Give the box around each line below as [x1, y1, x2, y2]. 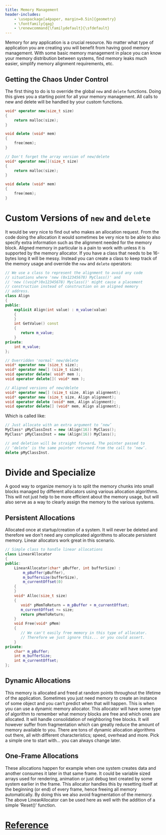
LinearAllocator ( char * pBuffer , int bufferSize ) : [14, 566, 121, 571]
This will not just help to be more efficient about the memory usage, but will [5, 494, 159, 500]
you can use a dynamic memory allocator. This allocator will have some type [5, 706, 161, 712]
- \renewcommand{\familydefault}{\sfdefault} [14, 26, 110, 31]
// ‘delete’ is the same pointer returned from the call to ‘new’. [5, 445, 148, 451]
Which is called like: [5, 413, 46, 419]
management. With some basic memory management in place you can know [5, 50, 162, 56]
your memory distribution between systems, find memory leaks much [5, 55, 147, 61]
